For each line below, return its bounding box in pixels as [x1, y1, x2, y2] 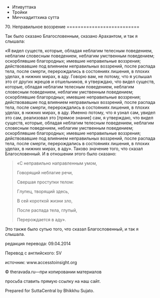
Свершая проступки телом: [16, 179, 74, 185]
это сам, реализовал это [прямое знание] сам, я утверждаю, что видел [5, 115, 154, 120]
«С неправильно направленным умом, [16, 160, 98, 166]
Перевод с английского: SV [5, 250, 62, 256]
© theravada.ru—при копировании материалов [5, 269, 102, 275]
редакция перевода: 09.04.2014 [5, 241, 71, 247]
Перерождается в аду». [16, 217, 66, 222]
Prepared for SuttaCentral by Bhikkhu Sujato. [5, 288, 95, 293]
